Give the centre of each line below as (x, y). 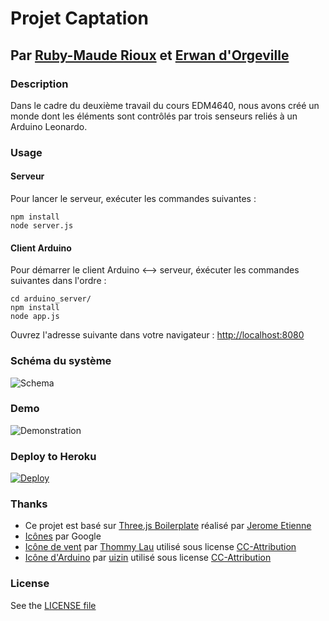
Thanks (29, 504)
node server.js (42, 226)
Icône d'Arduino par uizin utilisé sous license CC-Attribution (148, 558)
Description (39, 84)
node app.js (35, 317)
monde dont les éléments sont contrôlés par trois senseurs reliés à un (154, 116)
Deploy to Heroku (53, 456)
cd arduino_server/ (51, 299)
